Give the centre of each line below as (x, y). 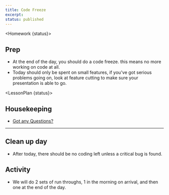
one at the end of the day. (39, 187)
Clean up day (26, 142)
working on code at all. (36, 67)
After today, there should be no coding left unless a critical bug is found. (87, 154)
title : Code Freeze (26, 10)
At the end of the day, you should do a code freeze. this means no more (87, 62)
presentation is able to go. (39, 83)
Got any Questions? (33, 121)
